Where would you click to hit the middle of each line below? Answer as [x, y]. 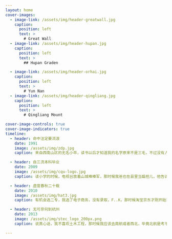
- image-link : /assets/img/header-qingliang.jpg [63, 96]
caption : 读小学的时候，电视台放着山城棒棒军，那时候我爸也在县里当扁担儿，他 [88, 176]
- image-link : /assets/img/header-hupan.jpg [58, 44]
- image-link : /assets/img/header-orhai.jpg [58, 72]
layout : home [19, 10]
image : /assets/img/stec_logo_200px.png [58, 219]
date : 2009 [26, 167]
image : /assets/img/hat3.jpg [46, 195]
